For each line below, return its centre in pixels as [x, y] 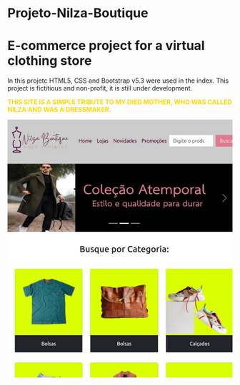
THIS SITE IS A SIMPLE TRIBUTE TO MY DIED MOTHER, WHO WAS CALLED [120, 102]
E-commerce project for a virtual [106, 46]
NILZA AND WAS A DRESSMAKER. [60, 110]
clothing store [50, 61]
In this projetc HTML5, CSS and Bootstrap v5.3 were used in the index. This [118, 81]
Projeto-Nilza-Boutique [78, 13]
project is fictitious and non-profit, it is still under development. [100, 88]
